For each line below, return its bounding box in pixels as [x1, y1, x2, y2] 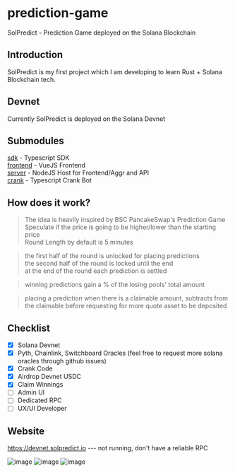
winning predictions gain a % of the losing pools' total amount [24, 281, 205, 289]
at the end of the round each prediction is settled [24, 267, 167, 275]
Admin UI [17, 388, 45, 397]
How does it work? [7, 197, 91, 209]
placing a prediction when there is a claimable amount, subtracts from [24, 294, 228, 303]
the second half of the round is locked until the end [24, 259, 174, 268]
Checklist [7, 322, 51, 334]
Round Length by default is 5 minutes [24, 238, 134, 247]
